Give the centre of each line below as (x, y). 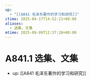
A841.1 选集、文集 (42, 59)
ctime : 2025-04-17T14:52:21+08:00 (41, 19)
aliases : (14, 23)
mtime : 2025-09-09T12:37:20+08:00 (41, 33)
